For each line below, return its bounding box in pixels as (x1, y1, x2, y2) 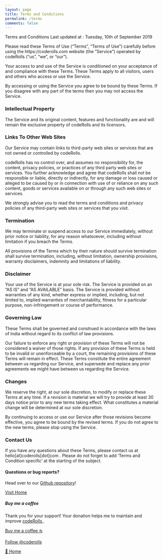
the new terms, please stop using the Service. (5, 424, 97, 431)
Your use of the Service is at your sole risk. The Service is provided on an (5, 282, 152, 288)
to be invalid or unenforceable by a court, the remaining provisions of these (5, 350, 156, 356)
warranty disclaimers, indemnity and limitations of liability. (5, 258, 122, 264)
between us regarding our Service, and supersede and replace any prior (5, 361, 150, 366)
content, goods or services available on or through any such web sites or (5, 185, 152, 191)
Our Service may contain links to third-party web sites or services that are (5, 144, 153, 151)
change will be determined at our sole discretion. (5, 405, 103, 411)
